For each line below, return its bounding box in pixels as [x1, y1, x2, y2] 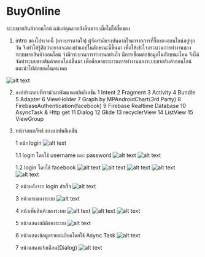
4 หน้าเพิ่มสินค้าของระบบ [15, 207, 66, 214]
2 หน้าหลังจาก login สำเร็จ [15, 182, 72, 190]
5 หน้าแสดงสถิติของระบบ [15, 219, 66, 226]
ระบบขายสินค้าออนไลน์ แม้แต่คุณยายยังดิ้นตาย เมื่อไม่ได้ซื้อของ [6, 25, 130, 32]
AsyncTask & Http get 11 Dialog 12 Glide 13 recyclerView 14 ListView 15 [15, 109, 193, 116]
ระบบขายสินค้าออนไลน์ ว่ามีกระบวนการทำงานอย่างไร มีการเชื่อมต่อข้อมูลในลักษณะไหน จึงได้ [15, 50, 199, 58]
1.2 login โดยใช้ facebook [15, 164, 76, 171]
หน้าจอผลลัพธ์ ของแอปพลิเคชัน [15, 127, 78, 134]
